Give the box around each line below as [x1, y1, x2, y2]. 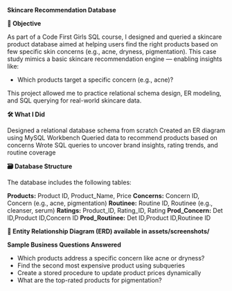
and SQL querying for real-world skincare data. [7, 96, 142, 105]
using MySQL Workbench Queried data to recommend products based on [7, 134, 218, 141]
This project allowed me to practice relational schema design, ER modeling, [7, 89, 222, 97]
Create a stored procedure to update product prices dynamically [17, 269, 202, 276]
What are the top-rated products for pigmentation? [17, 276, 162, 284]
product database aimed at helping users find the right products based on [7, 40, 218, 48]
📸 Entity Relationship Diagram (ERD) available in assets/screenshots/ [7, 227, 210, 235]
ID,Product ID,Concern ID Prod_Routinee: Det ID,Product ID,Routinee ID [7, 214, 211, 222]
